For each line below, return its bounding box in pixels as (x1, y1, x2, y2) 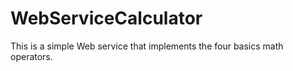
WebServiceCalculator (10, 7, 203, 30)
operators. (10, 50, 53, 62)
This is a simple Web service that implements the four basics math (10, 40, 284, 52)
